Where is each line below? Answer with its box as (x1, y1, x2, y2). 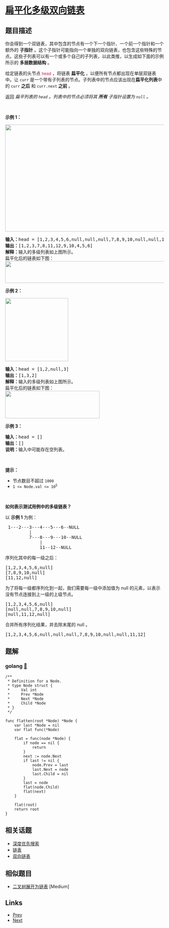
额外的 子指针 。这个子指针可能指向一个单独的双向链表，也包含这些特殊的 (5, 47, 157, 53)
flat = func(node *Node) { (14, 736, 71, 741)
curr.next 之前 (37, 83, 67, 89)
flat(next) (23, 789, 46, 794)
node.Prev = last (32, 762, 69, 767)
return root (14, 806, 39, 812)
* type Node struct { (7, 683, 53, 688)
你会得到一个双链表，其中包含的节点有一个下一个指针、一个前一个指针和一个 (5, 41, 164, 46)
